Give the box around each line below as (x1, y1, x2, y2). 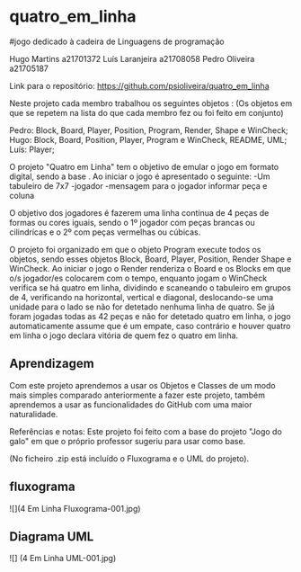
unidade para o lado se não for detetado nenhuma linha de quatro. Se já (9, 301, 276, 312)
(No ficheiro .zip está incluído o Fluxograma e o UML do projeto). (9, 452, 250, 464)
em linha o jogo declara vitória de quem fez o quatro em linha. (9, 330, 239, 341)
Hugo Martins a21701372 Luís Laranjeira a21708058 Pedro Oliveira (9, 53, 255, 64)
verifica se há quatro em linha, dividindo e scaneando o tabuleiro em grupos (9, 282, 292, 293)
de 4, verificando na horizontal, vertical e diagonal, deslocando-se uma (9, 291, 274, 302)
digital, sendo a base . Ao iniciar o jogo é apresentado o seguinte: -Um (9, 171, 270, 182)
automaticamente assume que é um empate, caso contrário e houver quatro (9, 320, 291, 331)
